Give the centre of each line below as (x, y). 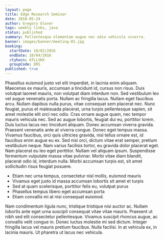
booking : (14, 46)
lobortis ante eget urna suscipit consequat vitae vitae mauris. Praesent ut (79, 211)
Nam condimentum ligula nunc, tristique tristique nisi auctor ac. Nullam (77, 206)
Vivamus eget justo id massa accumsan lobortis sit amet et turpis (78, 181)
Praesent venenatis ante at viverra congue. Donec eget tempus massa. (77, 130)
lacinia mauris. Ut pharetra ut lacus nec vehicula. (54, 232)
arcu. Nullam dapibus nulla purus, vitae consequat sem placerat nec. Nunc (80, 104)
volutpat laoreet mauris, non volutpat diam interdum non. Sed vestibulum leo (82, 93)
